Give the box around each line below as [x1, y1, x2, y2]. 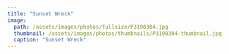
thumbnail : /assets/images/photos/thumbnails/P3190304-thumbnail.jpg [13, 29, 222, 37]
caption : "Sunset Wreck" [13, 36, 87, 43]
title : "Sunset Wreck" [7, 10, 74, 18]
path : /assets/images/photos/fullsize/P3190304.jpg [13, 23, 169, 30]
